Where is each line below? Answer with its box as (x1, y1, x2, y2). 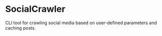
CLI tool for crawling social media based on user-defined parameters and (5, 20, 157, 26)
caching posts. (5, 25, 36, 31)
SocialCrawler (5, 3, 65, 15)
